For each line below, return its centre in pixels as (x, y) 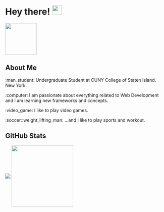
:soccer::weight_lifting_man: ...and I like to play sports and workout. (75, 120)
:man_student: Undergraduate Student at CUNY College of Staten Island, (81, 80)
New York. (16, 85)
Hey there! (28, 12)
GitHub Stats (26, 136)
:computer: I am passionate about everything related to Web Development (82, 95)
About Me (21, 68)
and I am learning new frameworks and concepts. (57, 100)
